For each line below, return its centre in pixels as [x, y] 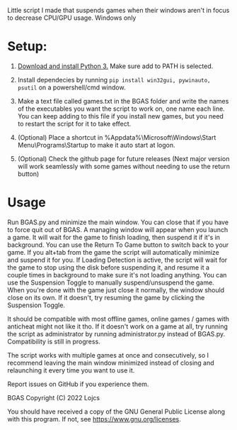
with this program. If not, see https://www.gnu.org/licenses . [94, 419]
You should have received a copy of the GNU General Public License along [116, 412]
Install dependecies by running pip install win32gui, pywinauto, [114, 79]
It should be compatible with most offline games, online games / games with [118, 319]
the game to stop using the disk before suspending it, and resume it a [109, 267]
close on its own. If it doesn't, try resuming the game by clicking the [106, 297]
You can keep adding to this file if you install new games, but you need [121, 116]
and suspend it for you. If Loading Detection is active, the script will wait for [117, 260]
